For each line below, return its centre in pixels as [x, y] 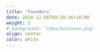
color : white [22, 39]
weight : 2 [19, 23]
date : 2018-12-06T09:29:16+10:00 [48, 17]
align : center [24, 34]
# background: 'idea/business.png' [51, 28]
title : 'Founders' [29, 12]
